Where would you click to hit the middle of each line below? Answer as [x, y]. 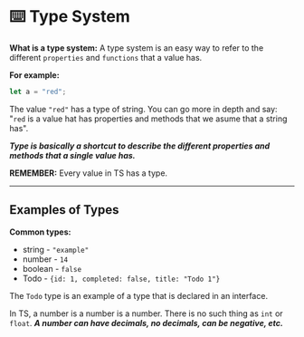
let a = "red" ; [38, 91]
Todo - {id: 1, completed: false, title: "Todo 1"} [121, 278]
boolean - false [52, 268]
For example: [35, 75]
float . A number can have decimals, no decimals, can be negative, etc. [146, 323]
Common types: [40, 232]
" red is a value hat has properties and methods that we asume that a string [148, 119]
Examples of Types [64, 210]
